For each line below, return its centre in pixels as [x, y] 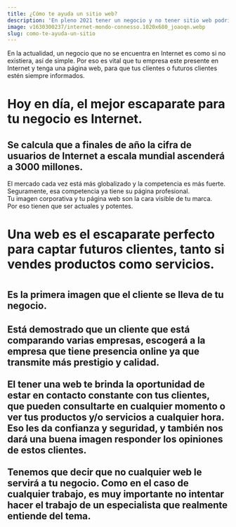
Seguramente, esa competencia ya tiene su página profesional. [99, 191]
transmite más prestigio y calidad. [84, 363]
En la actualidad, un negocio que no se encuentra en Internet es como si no [117, 53]
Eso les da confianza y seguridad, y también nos [115, 428]
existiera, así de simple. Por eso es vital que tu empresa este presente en [113, 61]
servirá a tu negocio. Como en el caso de [98, 483]
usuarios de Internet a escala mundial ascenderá [116, 156]
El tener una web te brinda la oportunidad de [106, 385]
